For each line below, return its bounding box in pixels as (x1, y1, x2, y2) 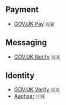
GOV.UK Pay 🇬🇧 (13, 20, 55, 27)
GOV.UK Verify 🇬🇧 (13, 86, 60, 93)
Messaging (5, 38, 47, 48)
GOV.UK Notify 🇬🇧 (13, 53, 61, 60)
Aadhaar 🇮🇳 (13, 93, 45, 100)
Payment (5, 5, 39, 15)
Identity (5, 70, 34, 81)
